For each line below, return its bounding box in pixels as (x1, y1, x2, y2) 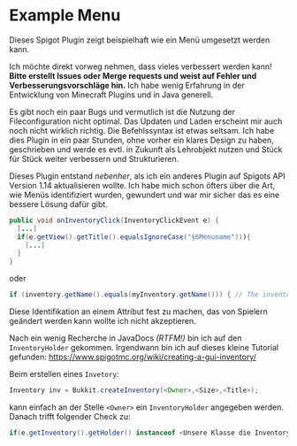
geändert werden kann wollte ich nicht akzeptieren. (9, 316, 196, 327)
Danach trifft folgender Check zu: (9, 411, 131, 421)
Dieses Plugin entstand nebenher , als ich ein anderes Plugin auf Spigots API (9, 170, 286, 181)
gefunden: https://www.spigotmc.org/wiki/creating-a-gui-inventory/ (9, 351, 256, 363)
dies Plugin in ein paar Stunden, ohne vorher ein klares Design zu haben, (9, 135, 274, 145)
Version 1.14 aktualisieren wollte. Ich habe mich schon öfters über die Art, (9, 180, 276, 190)
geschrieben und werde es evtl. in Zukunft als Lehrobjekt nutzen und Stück (9, 143, 283, 155)
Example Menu (9, 5, 121, 26)
